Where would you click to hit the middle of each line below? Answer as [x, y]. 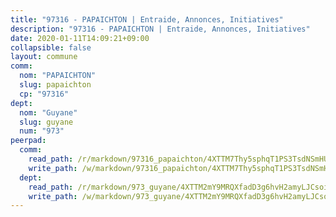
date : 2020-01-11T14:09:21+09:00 [80, 38]
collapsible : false [51, 47]
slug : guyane [46, 122]
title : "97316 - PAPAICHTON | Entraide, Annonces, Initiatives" [147, 19]
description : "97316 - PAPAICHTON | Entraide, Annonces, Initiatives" [160, 29]
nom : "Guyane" [48, 112]
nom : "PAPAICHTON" [58, 76]
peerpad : [28, 141]
